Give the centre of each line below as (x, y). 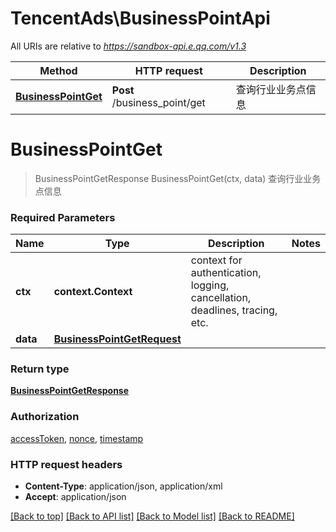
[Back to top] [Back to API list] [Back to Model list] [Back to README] (152, 516)
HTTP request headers (66, 464)
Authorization (45, 417)
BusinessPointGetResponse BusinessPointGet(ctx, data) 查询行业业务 (178, 178)
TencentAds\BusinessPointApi (140, 18)
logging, (210, 285)
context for (216, 260)
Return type (40, 369)
